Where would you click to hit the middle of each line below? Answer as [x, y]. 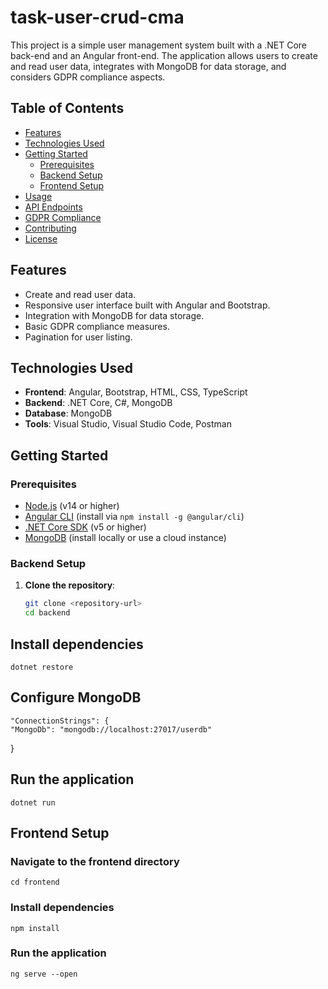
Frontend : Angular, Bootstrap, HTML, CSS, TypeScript [136, 392]
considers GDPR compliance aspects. [88, 77]
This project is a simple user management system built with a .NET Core [159, 45]
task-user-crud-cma [97, 17]
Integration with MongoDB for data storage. [114, 315]
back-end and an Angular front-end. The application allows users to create [164, 55]
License [41, 238]
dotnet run [33, 802]
